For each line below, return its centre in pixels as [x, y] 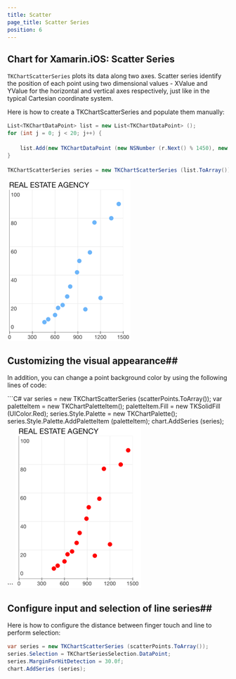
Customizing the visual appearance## [93, 361]
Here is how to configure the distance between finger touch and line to [110, 625]
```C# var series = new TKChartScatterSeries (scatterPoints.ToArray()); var [115, 399]
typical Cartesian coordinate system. [60, 99]
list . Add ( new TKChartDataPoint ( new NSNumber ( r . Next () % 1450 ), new [124, 148]
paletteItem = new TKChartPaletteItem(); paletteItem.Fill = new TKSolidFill [114, 406]
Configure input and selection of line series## [110, 608]
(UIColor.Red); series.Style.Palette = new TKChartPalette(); [92, 414]
